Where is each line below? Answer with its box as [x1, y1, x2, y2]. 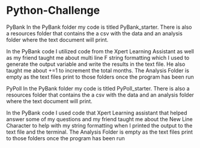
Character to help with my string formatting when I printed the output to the [6, 122, 193, 129]
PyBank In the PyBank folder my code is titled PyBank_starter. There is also [6, 23, 192, 31]
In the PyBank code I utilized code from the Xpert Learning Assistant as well [6, 47, 194, 55]
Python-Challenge [6, 4, 100, 17]
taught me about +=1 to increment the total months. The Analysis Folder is [6, 67, 189, 74]
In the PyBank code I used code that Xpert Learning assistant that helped [6, 109, 187, 116]
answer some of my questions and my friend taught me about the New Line [6, 115, 193, 123]
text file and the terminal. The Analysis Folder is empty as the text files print [6, 128, 193, 135]
